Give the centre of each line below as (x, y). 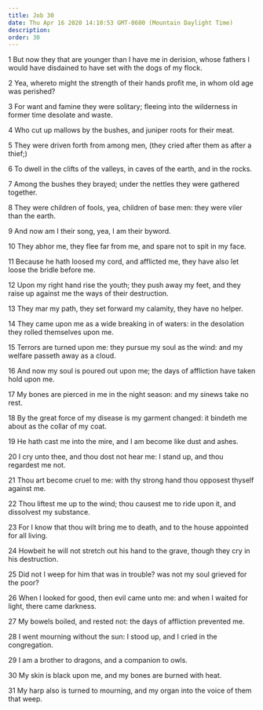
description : (29, 30)
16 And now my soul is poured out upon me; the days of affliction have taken (132, 371)
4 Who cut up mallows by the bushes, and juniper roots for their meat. (121, 130)
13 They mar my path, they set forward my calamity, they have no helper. (126, 309)
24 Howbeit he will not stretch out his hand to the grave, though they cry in (129, 551)
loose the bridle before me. (52, 270)
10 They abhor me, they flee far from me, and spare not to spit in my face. (127, 246)
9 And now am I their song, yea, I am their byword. (89, 231)
